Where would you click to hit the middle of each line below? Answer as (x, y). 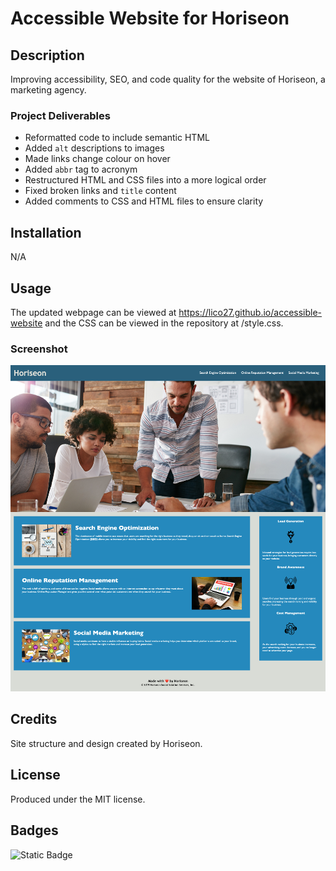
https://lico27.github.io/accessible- (250, 312)
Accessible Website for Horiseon (150, 18)
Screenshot (39, 349)
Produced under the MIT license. (78, 799)
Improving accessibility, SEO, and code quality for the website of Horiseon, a (168, 79)
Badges (34, 830)
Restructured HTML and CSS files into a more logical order (145, 180)
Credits (34, 719)
